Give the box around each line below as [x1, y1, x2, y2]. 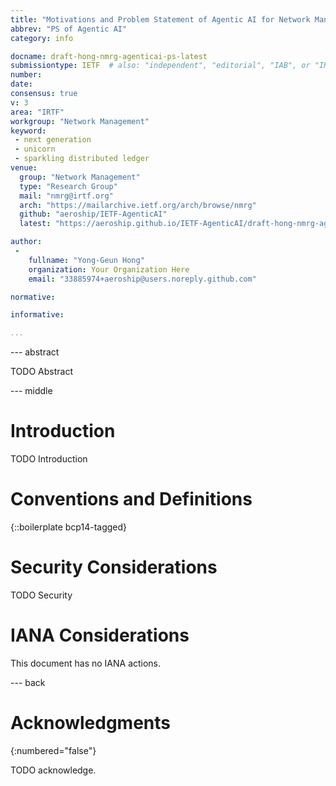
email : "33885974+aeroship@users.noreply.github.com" [28, 274, 257, 284]
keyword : [10, 126, 47, 136]
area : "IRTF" [10, 107, 65, 117]
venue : [10, 163, 38, 173]
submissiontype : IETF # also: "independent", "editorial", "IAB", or [10, 61, 311, 71]
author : [10, 237, 43, 247]
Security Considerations [10, 556, 218, 579]
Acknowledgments [10, 712, 172, 735]
